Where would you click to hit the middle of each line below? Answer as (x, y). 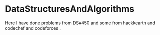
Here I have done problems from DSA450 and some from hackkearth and (80, 23)
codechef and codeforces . (33, 28)
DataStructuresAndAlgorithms (70, 9)
